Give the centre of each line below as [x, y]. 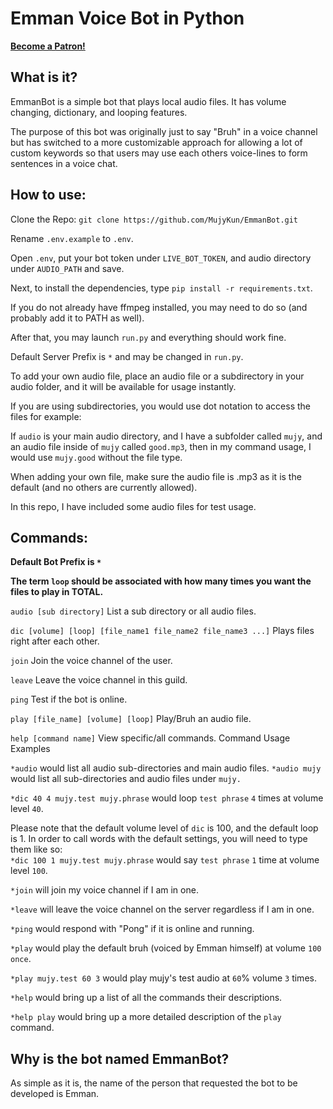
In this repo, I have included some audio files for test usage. [133, 506]
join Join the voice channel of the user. [91, 661]
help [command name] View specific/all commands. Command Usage [150, 738]
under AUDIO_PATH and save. [67, 268]
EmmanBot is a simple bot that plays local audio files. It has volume [148, 101]
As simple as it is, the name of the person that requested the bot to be [154, 1083]
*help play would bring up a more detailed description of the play [146, 1017]
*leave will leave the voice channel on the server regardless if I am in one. [162, 909]
